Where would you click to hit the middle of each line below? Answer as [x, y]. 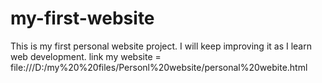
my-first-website [82, 18]
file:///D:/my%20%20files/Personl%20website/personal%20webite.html [159, 67]
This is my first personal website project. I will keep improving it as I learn [161, 46]
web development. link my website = [86, 56]
